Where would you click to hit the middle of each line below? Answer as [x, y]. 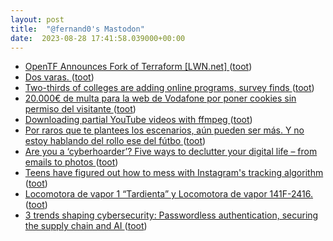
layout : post [37, 19]
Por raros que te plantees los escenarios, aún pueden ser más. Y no [164, 130]
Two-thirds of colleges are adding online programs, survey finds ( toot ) [169, 88]
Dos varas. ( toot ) [59, 77]
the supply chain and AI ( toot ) [86, 226]
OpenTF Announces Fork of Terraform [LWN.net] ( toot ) [138, 67]
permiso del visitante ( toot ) [80, 109]
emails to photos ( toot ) [71, 162]
